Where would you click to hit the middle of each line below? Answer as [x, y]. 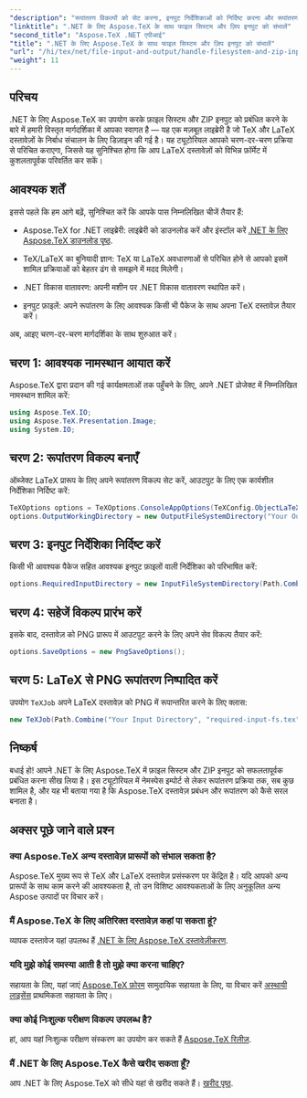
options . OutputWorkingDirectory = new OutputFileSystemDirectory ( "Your [148, 516]
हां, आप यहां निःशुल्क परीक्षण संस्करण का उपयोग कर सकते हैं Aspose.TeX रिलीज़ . [131, 1040]
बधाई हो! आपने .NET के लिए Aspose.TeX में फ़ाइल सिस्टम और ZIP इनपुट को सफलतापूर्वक [146, 770]
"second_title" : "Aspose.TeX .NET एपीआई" [88, 35]
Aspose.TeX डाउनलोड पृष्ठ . [68, 240]
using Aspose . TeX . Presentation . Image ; [83, 421]
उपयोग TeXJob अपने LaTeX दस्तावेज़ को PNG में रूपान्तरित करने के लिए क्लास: [128, 702]
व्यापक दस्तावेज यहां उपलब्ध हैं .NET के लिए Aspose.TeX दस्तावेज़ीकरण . [119, 941]
